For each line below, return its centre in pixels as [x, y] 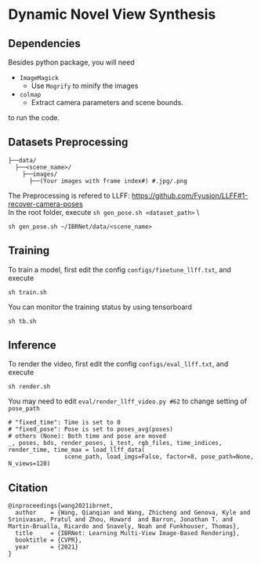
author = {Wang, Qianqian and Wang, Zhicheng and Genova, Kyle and [133, 513]
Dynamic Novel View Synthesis [112, 15]
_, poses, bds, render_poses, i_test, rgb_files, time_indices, [115, 443]
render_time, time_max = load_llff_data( [77, 450]
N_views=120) [29, 464]
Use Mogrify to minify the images [85, 86]
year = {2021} [47, 547]
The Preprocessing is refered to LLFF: [69, 195]
